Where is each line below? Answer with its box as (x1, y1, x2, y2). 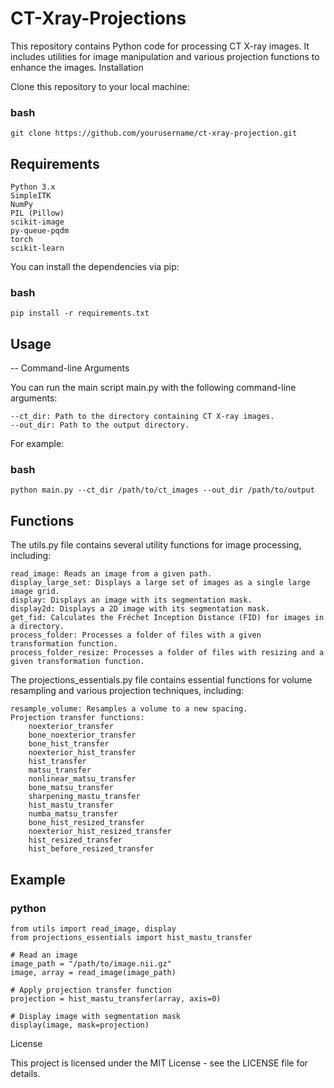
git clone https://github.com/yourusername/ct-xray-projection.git (10, 128, 298, 139)
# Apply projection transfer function (10, 985, 172, 995)
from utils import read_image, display (10, 923, 177, 934)
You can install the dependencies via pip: (10, 261, 180, 273)
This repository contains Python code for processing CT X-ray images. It (10, 40, 310, 52)
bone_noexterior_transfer (28, 730, 137, 741)
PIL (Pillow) (10, 208, 65, 219)
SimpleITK (10, 191, 52, 201)
